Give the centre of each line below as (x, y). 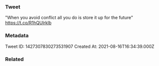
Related (15, 59)
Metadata (17, 35)
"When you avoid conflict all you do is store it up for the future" (69, 18)
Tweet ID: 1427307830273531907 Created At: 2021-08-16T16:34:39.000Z (80, 46)
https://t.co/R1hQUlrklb (28, 23)
